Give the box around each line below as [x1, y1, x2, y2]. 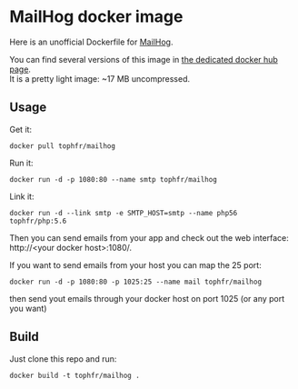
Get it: [9, 124, 33, 135]
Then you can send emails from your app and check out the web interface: [9, 232, 289, 243]
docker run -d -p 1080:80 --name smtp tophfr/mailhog [9, 175, 218, 184]
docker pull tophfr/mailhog [9, 141, 116, 151]
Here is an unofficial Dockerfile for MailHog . [9, 36, 174, 47]
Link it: [9, 191, 35, 202]
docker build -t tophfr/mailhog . [9, 371, 141, 380]
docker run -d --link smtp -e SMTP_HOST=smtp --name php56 [9, 208, 238, 217]
